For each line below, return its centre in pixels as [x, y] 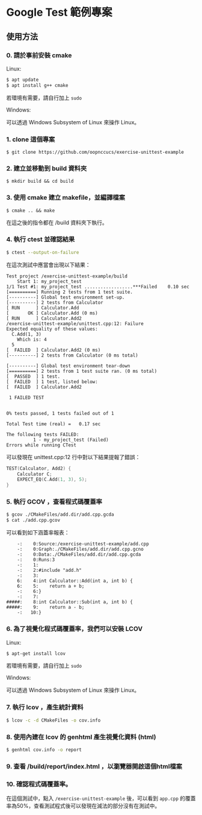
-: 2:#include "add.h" [50, 571]
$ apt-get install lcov [36, 653]
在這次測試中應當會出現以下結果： [48, 265]
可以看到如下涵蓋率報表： [38, 533]
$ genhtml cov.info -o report [44, 750]
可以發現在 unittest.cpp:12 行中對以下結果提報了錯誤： [73, 457]
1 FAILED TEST [26, 398]
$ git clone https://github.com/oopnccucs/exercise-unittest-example [95, 152]
